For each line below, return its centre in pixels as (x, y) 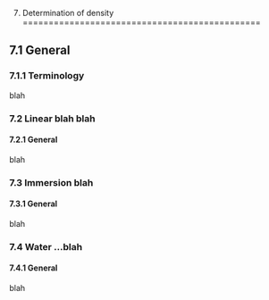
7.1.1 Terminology (47, 76)
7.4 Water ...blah (46, 246)
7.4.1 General (34, 268)
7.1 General (40, 50)
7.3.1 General (34, 204)
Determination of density (68, 13)
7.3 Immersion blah (51, 182)
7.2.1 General (34, 140)
